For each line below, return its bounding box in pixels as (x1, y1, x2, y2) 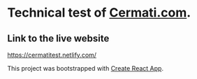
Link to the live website (7, 33, 110, 44)
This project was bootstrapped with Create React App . (7, 64, 164, 72)
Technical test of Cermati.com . (7, 5, 191, 21)
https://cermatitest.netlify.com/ (7, 51, 96, 59)
